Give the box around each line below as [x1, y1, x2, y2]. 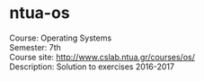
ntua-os [9, 3, 70, 23]
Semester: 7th [9, 41, 61, 52]
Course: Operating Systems [9, 32, 112, 43]
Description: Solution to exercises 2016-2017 [9, 61, 175, 72]
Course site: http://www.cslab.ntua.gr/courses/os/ [9, 51, 195, 62]
